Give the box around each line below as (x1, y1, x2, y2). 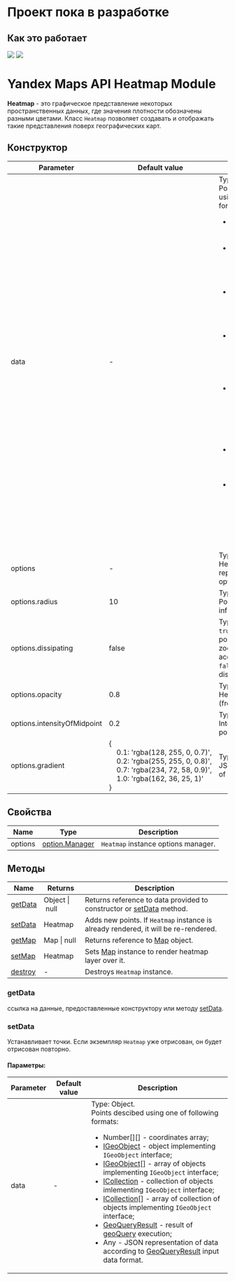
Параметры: (7, 1061, 46, 1069)
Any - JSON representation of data (103, 1238, 219, 1247)
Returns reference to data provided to (85, 895, 208, 905)
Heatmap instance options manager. (101, 839, 215, 849)
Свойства (7, 807, 52, 818)
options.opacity (10, 690, 62, 699)
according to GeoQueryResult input (103, 1247, 219, 1256)
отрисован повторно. (7, 1045, 71, 1053)
